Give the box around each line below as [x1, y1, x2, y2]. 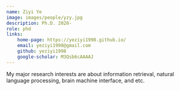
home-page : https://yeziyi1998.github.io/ [17, 37, 126, 43]
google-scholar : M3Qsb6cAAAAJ [17, 54, 94, 60]
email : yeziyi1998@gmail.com [17, 43, 91, 49]
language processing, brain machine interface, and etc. [6, 77, 145, 84]
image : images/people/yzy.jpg [6, 14, 83, 21]
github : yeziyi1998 [17, 48, 67, 54]
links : [6, 31, 23, 37]
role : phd [6, 25, 32, 32]
